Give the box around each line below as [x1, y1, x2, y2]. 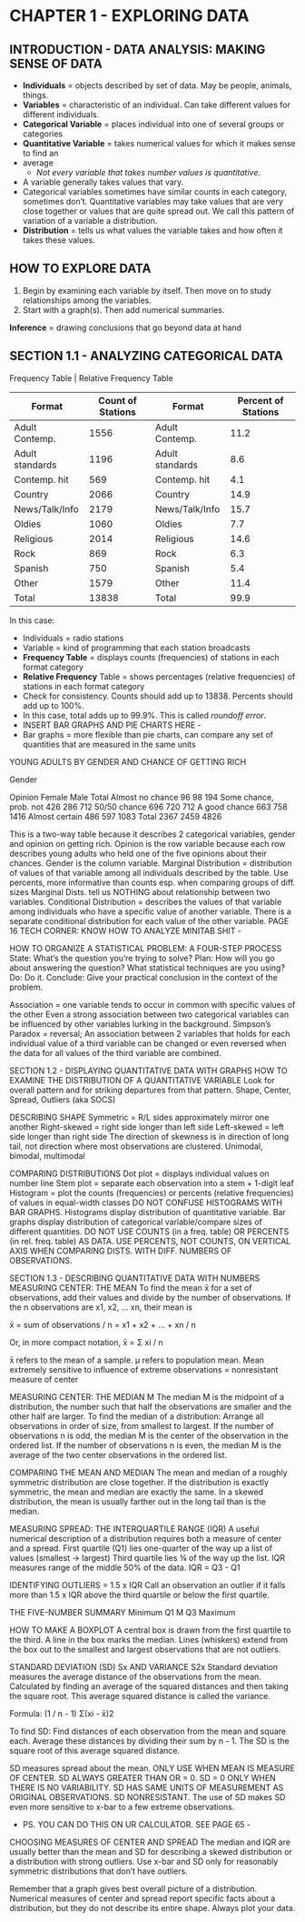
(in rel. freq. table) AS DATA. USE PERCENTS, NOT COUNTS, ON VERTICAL [9, 1235, 291, 1246]
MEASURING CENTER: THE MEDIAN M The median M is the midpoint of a [9, 1391, 284, 1402]
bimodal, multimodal [9, 1150, 86, 1161]
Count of [98, 394, 138, 407]
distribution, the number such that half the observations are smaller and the [9, 1401, 292, 1412]
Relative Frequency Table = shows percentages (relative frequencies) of [22, 670, 296, 682]
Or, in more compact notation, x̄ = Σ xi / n [9, 1336, 163, 1347]
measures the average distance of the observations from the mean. [9, 1671, 261, 1682]
